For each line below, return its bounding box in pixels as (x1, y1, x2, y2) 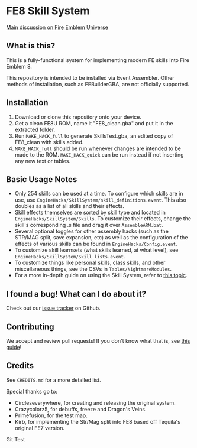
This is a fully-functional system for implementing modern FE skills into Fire (6, 56, 189, 63)
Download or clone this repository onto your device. (14, 113, 142, 121)
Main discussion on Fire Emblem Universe (6, 24, 108, 31)
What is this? (6, 41, 56, 51)
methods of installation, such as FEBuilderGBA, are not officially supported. (6, 80, 189, 87)
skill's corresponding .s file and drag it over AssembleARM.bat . (14, 222, 163, 229)
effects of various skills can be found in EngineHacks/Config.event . (14, 241, 177, 248)
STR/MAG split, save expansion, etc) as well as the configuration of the (14, 234, 188, 241)
